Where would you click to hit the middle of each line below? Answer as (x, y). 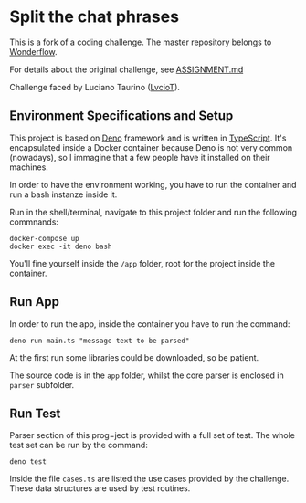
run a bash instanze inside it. (63, 194)
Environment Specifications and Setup (121, 116)
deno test (28, 462)
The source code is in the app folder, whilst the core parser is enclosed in (147, 375)
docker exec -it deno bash (61, 246)
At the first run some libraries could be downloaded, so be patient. (134, 357)
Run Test (35, 413)
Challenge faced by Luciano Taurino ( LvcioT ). (95, 87)
